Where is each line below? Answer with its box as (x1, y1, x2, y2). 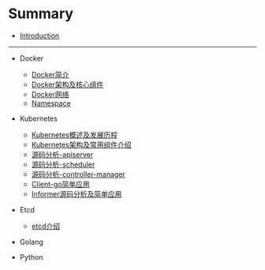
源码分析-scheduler (31, 159, 95, 169)
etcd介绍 (31, 221, 61, 231)
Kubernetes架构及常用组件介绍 (31, 140, 132, 149)
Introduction (19, 31, 60, 40)
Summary (8, 5, 73, 23)
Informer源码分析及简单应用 (31, 189, 122, 198)
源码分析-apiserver (31, 149, 93, 159)
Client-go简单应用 (31, 179, 90, 189)
